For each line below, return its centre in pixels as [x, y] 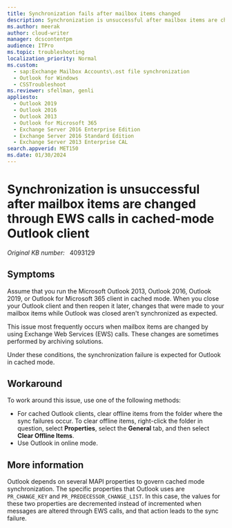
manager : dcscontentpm [40, 39]
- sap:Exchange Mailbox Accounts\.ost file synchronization [101, 71]
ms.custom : [23, 65]
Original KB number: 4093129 [51, 253]
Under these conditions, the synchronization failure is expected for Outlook [114, 354]
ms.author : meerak [33, 26]
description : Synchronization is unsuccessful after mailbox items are [112, 20]
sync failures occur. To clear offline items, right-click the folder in [110, 421]
